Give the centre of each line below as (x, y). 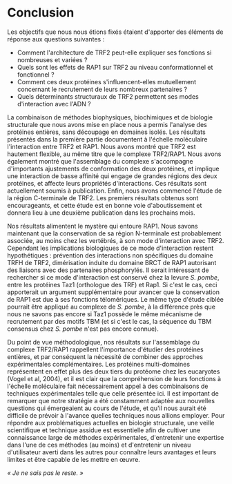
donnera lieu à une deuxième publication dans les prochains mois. (101, 213)
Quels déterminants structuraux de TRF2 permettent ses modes (108, 96)
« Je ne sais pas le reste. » (46, 473)
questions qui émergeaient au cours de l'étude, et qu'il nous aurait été (107, 408)
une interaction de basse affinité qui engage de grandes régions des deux (112, 176)
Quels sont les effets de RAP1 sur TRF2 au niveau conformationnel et (115, 67)
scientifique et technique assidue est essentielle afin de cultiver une (104, 430)
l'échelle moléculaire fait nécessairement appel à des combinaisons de (108, 386)
